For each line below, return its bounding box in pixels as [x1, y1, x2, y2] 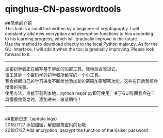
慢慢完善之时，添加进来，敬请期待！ [9, 96, 81, 102]
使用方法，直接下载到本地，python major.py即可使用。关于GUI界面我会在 [5, 90, 151, 96]
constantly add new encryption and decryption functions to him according [5, 31, 154, 36]
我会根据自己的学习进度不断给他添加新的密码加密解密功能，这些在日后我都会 [5, 78, 158, 84]
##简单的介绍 [5, 20, 32, 26]
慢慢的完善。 [5, 84, 31, 90]
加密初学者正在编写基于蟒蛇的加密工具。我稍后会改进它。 [5, 66, 120, 71]
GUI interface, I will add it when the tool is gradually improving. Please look [5, 46, 155, 52]
